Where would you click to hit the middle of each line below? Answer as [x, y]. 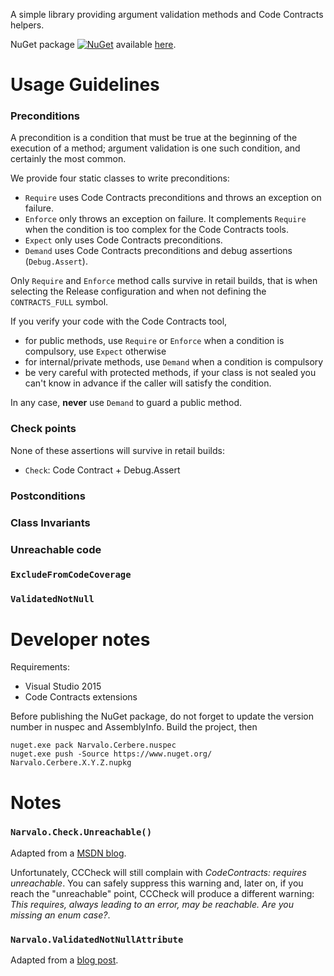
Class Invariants [50, 522]
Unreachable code [56, 549]
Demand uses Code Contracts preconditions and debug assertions [158, 251]
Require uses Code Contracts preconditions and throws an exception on [173, 198]
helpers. [27, 25]
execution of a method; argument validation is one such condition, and [155, 148]
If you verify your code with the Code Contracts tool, [119, 321]
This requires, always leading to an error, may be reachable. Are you [152, 904]
